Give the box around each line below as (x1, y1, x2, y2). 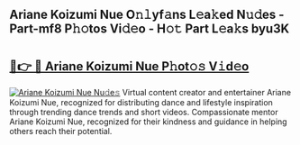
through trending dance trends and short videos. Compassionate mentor (9, 107, 278, 117)
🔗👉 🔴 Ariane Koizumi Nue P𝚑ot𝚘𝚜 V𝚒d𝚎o (9, 59, 250, 74)
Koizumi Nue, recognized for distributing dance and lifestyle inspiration (9, 97, 273, 107)
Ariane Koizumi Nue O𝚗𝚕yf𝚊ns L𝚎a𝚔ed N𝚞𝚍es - (9, 7, 285, 23)
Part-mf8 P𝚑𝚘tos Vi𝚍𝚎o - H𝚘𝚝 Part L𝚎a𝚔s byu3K (9, 22, 290, 37)
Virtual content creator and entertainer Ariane (122, 87, 291, 97)
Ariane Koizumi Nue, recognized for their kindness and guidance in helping (9, 116, 287, 127)
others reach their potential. (9, 126, 113, 136)
